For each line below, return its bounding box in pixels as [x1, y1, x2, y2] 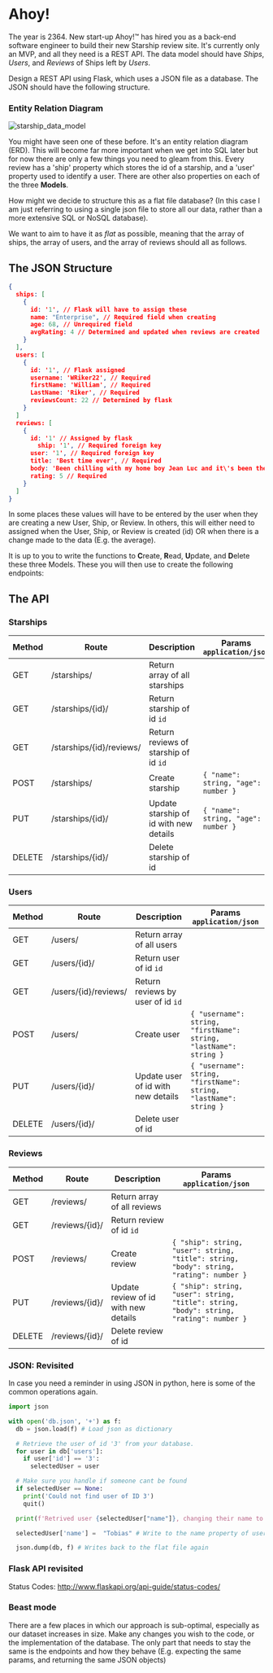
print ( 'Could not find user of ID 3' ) [23, 1491, 154, 1500]
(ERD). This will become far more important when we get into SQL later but [8, 146, 258, 155]
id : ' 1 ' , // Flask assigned [29, 366, 126, 374]
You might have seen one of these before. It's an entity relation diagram [8, 137, 249, 147]
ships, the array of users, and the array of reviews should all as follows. [8, 238, 248, 247]
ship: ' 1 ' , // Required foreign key [37, 441, 162, 450]
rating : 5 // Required [29, 471, 107, 480]
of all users [135, 939, 177, 951]
